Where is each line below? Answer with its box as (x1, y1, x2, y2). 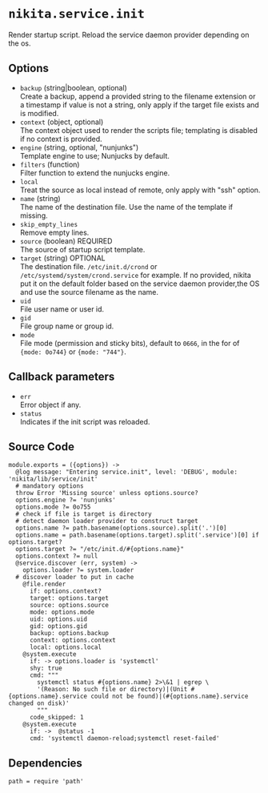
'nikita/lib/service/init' (8, 475, 98, 483)
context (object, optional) (19, 117, 104, 127)
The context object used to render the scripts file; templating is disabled (19, 125, 258, 135)
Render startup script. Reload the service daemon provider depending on (8, 30, 250, 39)
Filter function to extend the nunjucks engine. (19, 167, 170, 178)
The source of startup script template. (19, 244, 146, 254)
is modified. (19, 108, 59, 118)
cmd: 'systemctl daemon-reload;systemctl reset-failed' (29, 735, 220, 743)
